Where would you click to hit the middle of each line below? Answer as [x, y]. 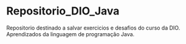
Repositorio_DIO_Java [63, 11]
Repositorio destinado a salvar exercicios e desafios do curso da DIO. [93, 28]
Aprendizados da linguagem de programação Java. [71, 34]
